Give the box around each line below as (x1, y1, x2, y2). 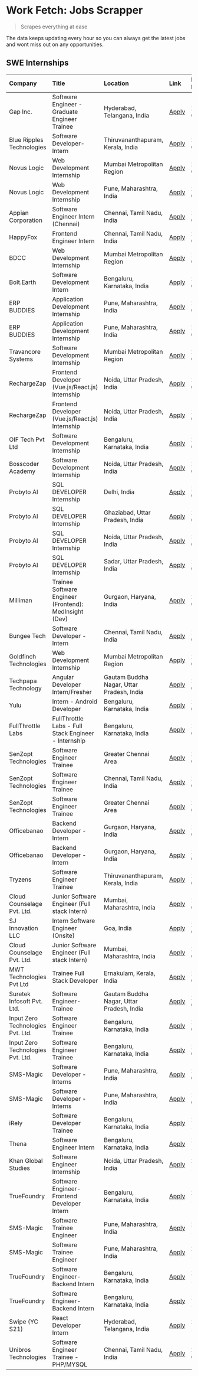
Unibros (9, 1345, 31, 1354)
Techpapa (9, 677, 37, 685)
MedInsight (52, 607, 84, 615)
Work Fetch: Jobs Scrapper (6, 4, 143, 17)
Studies (9, 1164, 31, 1172)
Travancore (9, 347, 41, 356)
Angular (52, 673, 74, 681)
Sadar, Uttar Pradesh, (104, 557, 164, 565)
